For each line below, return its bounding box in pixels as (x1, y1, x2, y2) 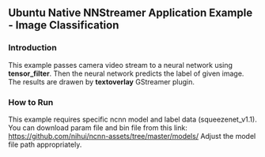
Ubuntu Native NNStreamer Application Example (8, 6, 253, 20)
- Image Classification (8, 19, 119, 32)
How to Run (8, 96, 54, 107)
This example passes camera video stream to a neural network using (8, 60, 233, 69)
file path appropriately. (8, 140, 82, 149)
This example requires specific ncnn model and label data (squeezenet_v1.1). (8, 114, 257, 124)
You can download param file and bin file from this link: (8, 122, 187, 133)
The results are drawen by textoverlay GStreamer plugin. (8, 77, 195, 86)
